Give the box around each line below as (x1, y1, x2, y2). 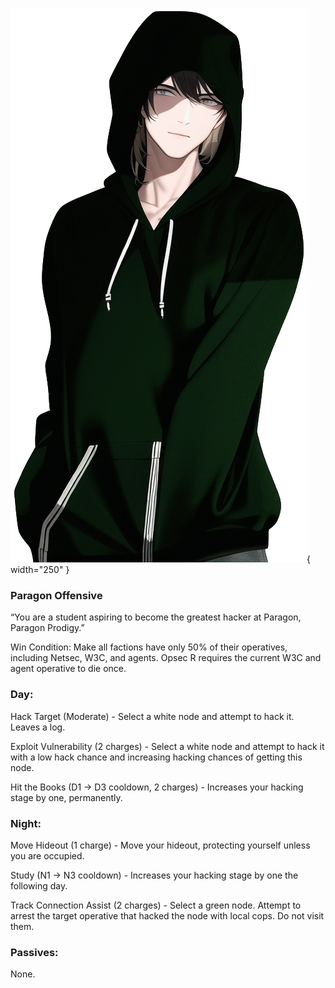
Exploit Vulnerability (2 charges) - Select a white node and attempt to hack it (10, 740, 325, 752)
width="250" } (10, 564, 70, 575)
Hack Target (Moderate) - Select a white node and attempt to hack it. (10, 710, 295, 722)
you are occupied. (10, 849, 85, 862)
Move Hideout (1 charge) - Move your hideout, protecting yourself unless (10, 839, 311, 851)
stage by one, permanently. (10, 791, 123, 803)
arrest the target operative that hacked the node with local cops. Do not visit (10, 909, 325, 922)
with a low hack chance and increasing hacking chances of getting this (10, 751, 303, 763)
